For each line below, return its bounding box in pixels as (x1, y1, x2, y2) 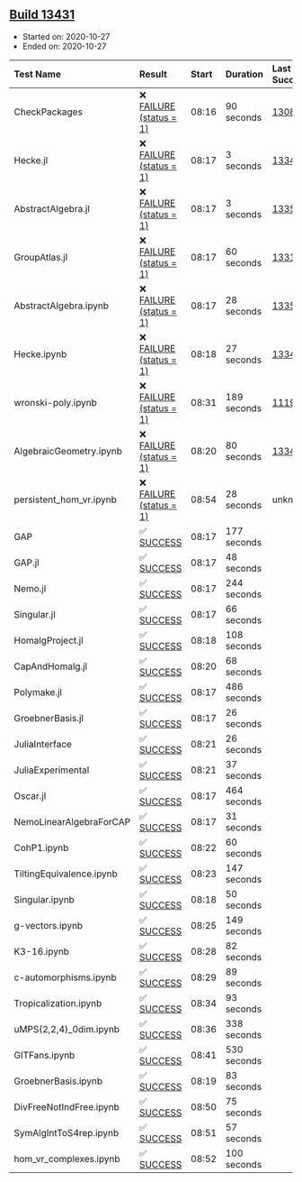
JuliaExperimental (13, 764, 90, 776)
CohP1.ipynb (13, 841, 69, 854)
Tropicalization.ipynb (13, 996, 102, 1009)
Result (138, 68, 168, 80)
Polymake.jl (13, 685, 63, 698)
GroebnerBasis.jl (13, 711, 84, 724)
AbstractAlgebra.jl (13, 202, 90, 215)
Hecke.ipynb (13, 347, 67, 360)
